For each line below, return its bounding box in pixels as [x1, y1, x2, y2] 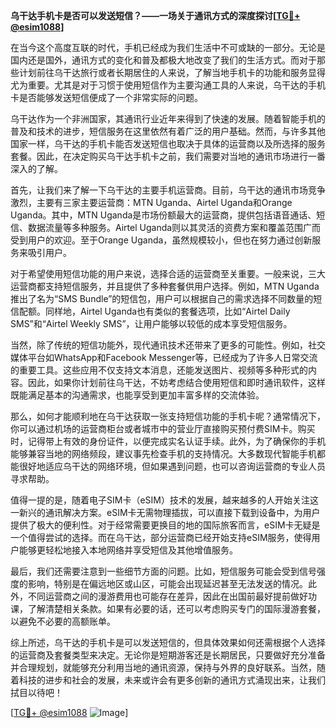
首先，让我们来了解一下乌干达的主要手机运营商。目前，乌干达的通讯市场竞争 [10, 184, 326, 196]
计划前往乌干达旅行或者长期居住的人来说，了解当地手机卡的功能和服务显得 [18, 67, 326, 78]
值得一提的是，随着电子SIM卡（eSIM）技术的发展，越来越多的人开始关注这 [10, 494, 319, 506]
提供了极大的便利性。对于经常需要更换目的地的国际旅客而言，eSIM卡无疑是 [10, 519, 321, 531]
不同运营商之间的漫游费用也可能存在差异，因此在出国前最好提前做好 [27, 590, 308, 602]
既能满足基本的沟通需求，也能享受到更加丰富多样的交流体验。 [10, 389, 265, 401]
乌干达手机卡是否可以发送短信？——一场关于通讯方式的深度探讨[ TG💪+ [10, 10, 301, 21]
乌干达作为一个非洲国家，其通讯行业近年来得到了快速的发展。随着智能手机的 [10, 113, 326, 124]
